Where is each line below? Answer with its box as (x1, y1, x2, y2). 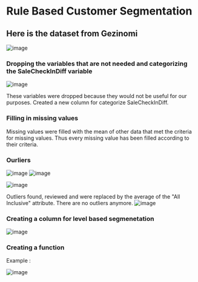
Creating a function (6, 243, 65, 252)
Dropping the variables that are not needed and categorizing (6, 59, 188, 68)
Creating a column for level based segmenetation (6, 214, 154, 223)
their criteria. (6, 140, 38, 148)
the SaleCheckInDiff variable (6, 67, 93, 75)
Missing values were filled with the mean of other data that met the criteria (6, 128, 192, 135)
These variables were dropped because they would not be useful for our (6, 93, 187, 100)
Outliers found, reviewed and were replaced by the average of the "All (6, 192, 180, 200)
